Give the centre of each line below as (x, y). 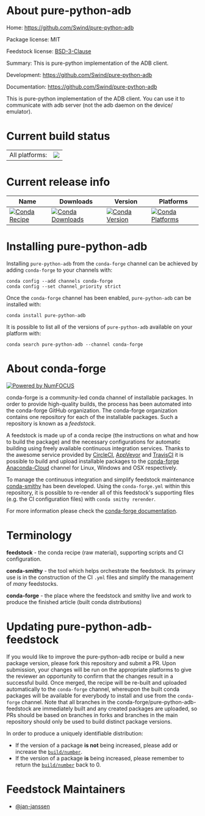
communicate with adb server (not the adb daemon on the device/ (90, 105)
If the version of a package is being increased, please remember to (99, 758)
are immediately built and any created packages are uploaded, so (115, 709)
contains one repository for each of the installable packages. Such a (92, 417)
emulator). (19, 111)
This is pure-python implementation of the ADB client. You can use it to (95, 98)
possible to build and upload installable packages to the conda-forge (93, 461)
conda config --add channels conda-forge (60, 281)
